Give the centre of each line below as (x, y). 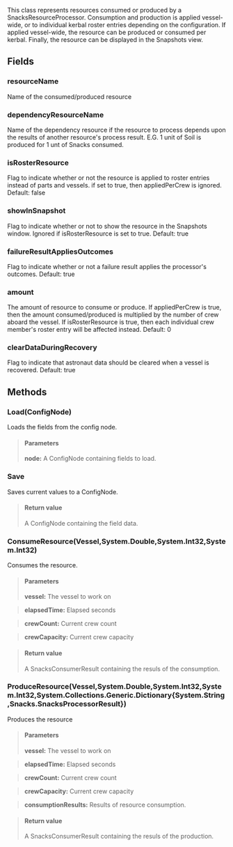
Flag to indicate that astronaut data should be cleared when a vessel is (109, 363)
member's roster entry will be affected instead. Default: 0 (89, 330)
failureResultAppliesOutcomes (60, 252)
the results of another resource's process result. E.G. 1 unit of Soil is (104, 137)
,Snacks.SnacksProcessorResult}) (67, 704)
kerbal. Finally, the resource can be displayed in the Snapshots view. (105, 40)
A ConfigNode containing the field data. (81, 523)
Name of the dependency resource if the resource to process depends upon (116, 130)
